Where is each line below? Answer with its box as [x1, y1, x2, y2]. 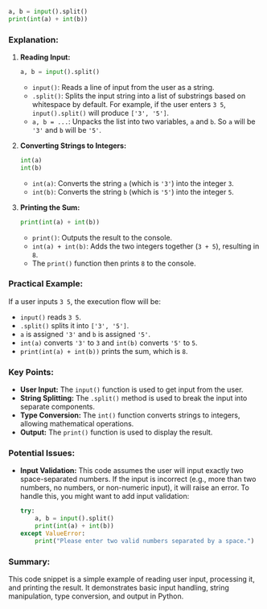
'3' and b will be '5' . [31, 125, 102, 134]
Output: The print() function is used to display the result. [19, 427, 213, 438]
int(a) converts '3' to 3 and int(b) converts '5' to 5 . [19, 338, 198, 348]
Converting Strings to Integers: [19, 141, 127, 150]
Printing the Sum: [19, 202, 80, 212]
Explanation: [8, 34, 59, 45]
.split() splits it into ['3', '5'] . [19, 320, 129, 330]
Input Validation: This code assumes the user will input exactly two [19, 466, 244, 475]
